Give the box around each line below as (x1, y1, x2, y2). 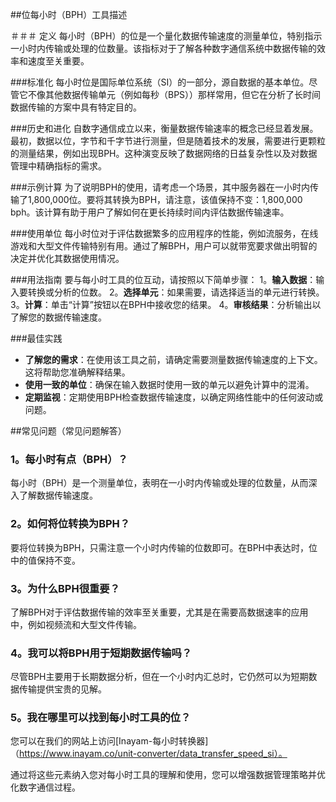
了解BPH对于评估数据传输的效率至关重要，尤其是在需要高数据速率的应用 (10, 606, 309, 618)
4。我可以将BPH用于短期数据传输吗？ (10, 646, 193, 660)
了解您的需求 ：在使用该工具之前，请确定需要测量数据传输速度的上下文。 (24, 354, 323, 365)
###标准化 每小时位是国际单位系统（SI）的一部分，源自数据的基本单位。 (10, 76, 310, 88)
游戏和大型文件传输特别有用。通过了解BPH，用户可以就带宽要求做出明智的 (10, 240, 318, 252)
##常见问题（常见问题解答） (10, 425, 127, 437)
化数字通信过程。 (10, 781, 81, 793)
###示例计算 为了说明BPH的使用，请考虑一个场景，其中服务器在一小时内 (10, 181, 311, 193)
